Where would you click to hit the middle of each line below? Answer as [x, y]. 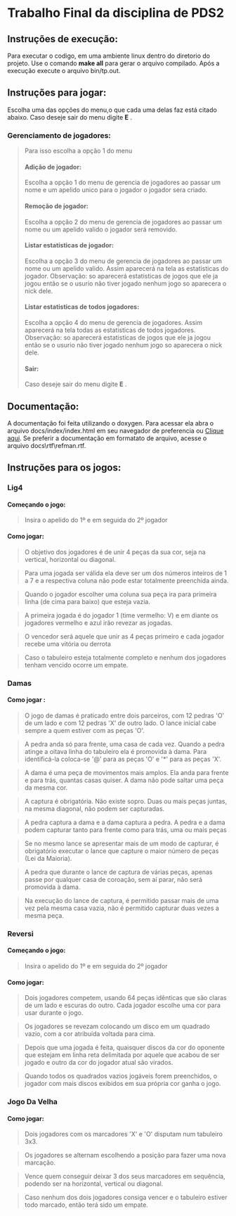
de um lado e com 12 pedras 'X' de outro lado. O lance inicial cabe [120, 723]
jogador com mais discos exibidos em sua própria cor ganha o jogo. [123, 1084]
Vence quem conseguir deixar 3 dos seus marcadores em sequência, [125, 1177]
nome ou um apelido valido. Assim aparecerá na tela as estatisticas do [126, 268]
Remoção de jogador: [57, 206]
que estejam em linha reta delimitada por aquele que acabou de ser [122, 1055]
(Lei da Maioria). [48, 858]
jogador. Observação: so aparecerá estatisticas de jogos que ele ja [121, 276]
